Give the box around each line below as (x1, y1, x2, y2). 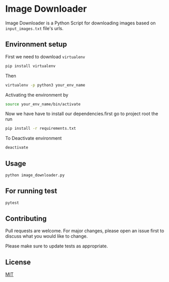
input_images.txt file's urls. (5, 25, 64, 31)
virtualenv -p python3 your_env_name (5, 82, 86, 88)
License (5, 258, 31, 266)
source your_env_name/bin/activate (5, 101, 81, 107)
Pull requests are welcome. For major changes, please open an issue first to (5, 228, 164, 234)
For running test (5, 187, 58, 195)
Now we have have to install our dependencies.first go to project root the (5, 110, 159, 117)
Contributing (5, 214, 47, 223)
